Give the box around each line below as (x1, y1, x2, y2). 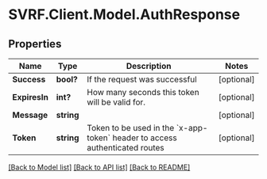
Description (126, 61, 172, 71)
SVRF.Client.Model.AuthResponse (8, 6, 241, 24)
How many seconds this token (87, 87, 200, 97)
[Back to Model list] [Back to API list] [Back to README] (8, 162, 191, 172)
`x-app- (176, 123, 208, 133)
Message (12, 109, 48, 120)
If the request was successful (87, 74, 197, 85)
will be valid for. (87, 97, 145, 108)
